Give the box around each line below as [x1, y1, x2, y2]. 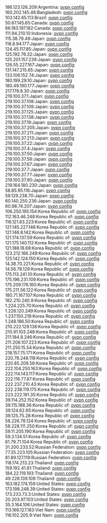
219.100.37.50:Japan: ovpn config [5, 151, 73, 157]
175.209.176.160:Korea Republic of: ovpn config [5, 282, 101, 287]
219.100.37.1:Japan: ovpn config [5, 93, 69, 99]
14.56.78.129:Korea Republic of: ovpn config [5, 266, 94, 272]
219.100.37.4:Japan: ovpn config [5, 145, 70, 151]
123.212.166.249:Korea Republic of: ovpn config [5, 250, 102, 256]
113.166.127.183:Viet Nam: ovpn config [5, 507, 81, 513]
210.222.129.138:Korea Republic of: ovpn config [5, 324, 101, 329]
